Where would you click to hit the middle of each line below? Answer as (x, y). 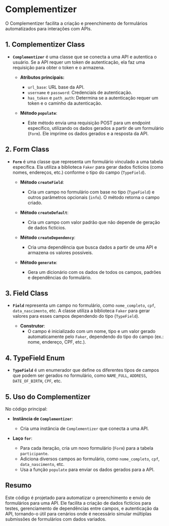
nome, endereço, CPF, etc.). (57, 342)
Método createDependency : (48, 237)
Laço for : (22, 438)
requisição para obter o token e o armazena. (59, 67)
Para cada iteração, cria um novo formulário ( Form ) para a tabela (87, 448)
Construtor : (33, 326)
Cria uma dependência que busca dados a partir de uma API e (92, 247)
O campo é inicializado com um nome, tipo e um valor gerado (91, 331)
